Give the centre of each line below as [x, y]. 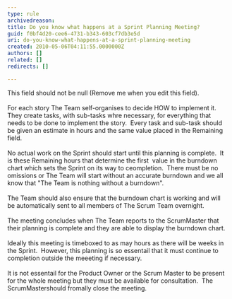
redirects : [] [28, 66]
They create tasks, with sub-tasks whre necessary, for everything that [109, 115]
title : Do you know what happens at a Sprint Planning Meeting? [104, 27]
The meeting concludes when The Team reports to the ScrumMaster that [113, 221]
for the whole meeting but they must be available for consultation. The [110, 281]
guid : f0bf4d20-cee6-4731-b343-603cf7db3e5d [74, 34]
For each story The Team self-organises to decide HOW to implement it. [112, 107]
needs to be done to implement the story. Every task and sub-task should [115, 123]
